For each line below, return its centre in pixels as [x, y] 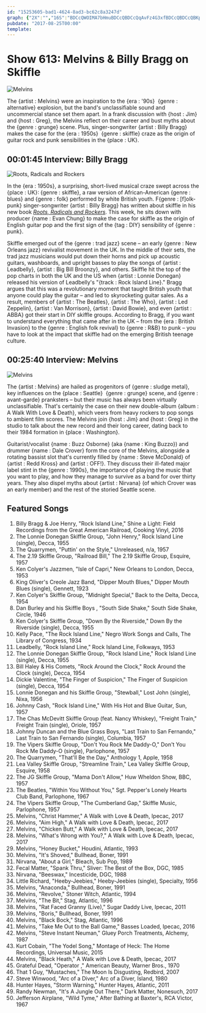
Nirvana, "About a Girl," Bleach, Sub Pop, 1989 [74, 861]
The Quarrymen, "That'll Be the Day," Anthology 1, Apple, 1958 [94, 757]
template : [20, 29]
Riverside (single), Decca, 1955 [55, 627]
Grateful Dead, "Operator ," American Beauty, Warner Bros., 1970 [97, 965]
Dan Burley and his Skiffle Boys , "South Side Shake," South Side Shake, [106, 608]
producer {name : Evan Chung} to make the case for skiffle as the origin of [101, 218]
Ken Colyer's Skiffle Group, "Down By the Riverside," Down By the [99, 621]
